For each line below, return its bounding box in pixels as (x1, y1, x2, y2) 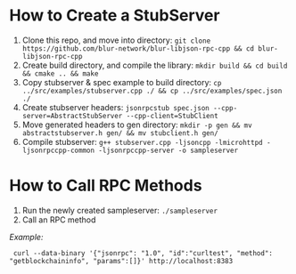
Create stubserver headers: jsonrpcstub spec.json (21, 101, 210, 112)
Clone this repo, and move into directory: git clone (21, 35, 211, 45)
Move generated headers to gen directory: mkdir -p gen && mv (21, 119, 252, 130)
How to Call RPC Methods (9, 175, 202, 196)
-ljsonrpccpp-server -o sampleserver (97, 146, 239, 155)
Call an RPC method (21, 214, 96, 225)
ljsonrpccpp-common (21, 146, 95, 155)
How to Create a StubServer (9, 5, 220, 26)
